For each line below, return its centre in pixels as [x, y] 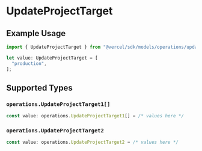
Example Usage [36, 33]
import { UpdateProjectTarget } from [54, 47]
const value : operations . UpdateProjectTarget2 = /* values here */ [93, 143]
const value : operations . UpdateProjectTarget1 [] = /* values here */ [95, 116]
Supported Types [40, 88]
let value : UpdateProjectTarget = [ [52, 58]
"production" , [29, 63]
